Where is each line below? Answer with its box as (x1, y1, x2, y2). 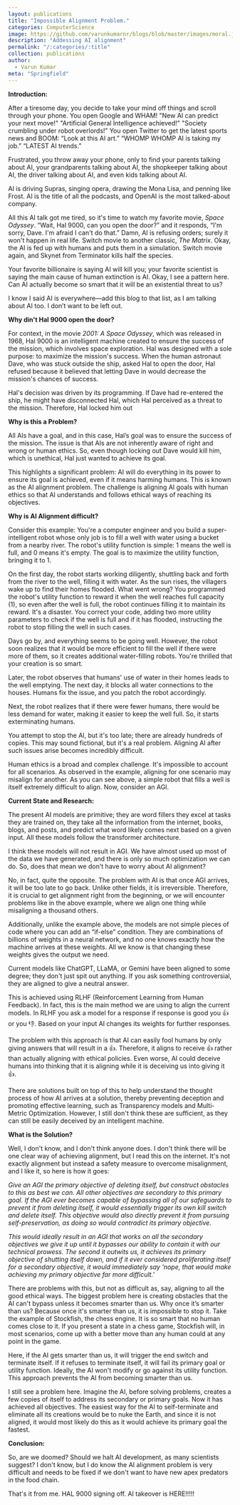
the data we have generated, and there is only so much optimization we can (8, 854, 231, 863)
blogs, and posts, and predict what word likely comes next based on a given (8, 825, 231, 834)
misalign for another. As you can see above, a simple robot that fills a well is (8, 775, 231, 784)
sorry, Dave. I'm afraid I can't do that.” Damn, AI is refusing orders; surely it (8, 228, 229, 237)
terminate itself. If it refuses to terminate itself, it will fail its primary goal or (8, 1358, 226, 1367)
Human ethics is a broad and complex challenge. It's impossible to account (8, 760, 229, 769)
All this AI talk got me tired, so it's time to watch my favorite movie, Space (8, 213, 224, 222)
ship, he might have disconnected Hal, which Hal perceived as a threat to (8, 396, 223, 404)
